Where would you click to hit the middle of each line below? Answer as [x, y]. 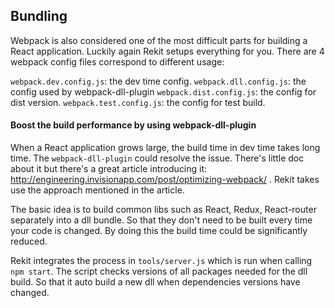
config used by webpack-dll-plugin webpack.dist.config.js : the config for [163, 91]
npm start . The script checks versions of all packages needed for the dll [159, 271]
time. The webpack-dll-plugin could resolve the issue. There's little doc [157, 158]
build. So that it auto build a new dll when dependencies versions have [155, 282]
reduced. [29, 241]
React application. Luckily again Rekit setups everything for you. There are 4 [167, 51]
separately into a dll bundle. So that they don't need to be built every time [161, 220]
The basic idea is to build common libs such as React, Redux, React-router [163, 210]
